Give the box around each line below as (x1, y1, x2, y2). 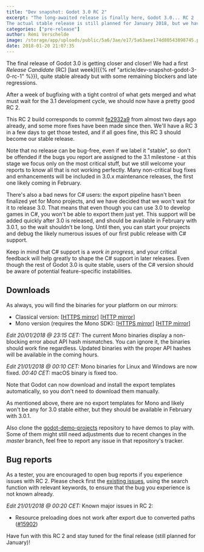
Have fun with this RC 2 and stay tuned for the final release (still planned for (6, 532, 196, 539)
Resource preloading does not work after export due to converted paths (15, 514, 195, 521)
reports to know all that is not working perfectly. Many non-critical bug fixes (6, 166, 196, 174)
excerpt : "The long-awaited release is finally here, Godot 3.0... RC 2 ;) (6, 15, 202, 21)
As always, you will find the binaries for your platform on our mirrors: (6, 301, 178, 308)
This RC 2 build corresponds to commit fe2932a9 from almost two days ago (6, 115, 197, 122)
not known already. (6, 490, 55, 497)
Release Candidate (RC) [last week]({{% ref (6, 66, 117, 73)
